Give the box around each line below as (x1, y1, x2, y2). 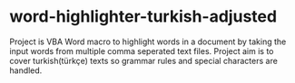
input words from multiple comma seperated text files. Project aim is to (9, 45, 274, 56)
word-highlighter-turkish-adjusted (9, 6, 278, 27)
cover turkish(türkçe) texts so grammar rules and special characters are (9, 55, 279, 66)
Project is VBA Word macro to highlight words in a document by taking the (9, 36, 287, 47)
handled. (9, 65, 43, 76)
